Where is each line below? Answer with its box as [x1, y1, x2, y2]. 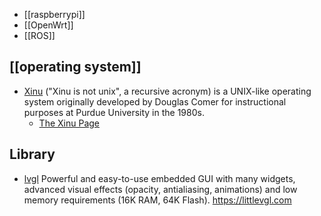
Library [9, 146, 56, 163]
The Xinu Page [38, 117, 100, 129]
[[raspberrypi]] [23, 9, 86, 20]
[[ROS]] [23, 30, 56, 41]
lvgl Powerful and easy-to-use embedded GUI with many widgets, [23, 172, 296, 184]
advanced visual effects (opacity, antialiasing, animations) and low [23, 183, 298, 195]
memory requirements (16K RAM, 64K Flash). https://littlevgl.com [23, 194, 292, 206]
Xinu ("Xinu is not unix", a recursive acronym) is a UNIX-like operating [23, 85, 312, 97]
